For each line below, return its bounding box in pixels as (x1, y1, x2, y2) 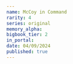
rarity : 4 (6, 15, 32, 21)
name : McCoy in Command (6, 9, 67, 15)
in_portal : (6, 37, 34, 43)
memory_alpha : (6, 26, 43, 32)
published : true (6, 49, 48, 55)
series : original (6, 20, 51, 26)
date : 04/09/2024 (6, 43, 51, 49)
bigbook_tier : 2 (6, 32, 48, 38)
